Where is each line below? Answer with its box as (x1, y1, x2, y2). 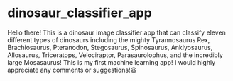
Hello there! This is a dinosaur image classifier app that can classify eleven (7, 28, 226, 37)
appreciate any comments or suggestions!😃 (7, 66, 137, 74)
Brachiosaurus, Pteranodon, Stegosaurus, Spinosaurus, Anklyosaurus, (7, 43, 213, 51)
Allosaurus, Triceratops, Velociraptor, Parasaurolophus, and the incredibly (7, 51, 224, 59)
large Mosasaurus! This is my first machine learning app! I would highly (7, 58, 216, 66)
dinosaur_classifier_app (7, 5, 153, 21)
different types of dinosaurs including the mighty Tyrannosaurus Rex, (7, 35, 210, 44)
